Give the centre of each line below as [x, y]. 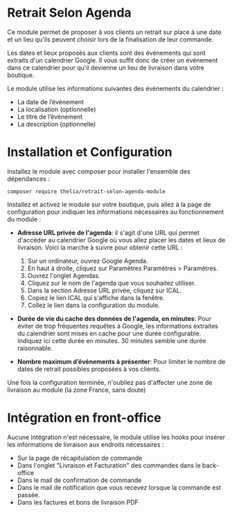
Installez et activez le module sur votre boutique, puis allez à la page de [109, 204]
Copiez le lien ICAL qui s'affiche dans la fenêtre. [96, 297]
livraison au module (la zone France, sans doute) [77, 390]
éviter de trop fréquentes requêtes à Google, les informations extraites [117, 326]
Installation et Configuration [90, 152]
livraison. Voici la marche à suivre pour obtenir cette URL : [100, 247]
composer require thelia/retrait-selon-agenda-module [87, 191]
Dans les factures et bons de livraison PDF [78, 502]
